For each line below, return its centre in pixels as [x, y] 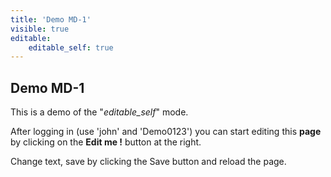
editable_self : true [71, 47]
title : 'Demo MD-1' [51, 19]
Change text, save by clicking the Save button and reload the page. [148, 162]
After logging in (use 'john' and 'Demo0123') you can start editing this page [166, 132]
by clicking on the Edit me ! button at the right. [106, 142]
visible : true [40, 29]
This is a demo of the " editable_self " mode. [99, 112]
